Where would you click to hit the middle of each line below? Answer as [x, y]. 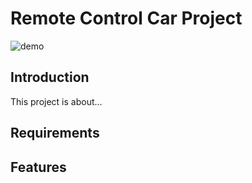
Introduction [50, 77]
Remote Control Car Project [126, 18]
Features [38, 167]
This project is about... [56, 101]
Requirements [55, 133]
